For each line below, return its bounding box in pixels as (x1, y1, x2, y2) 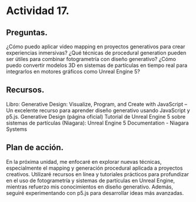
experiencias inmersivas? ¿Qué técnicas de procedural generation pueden (6, 49, 187, 56)
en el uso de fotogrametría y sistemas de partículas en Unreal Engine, (6, 177, 175, 184)
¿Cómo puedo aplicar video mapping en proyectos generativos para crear (6, 43, 185, 50)
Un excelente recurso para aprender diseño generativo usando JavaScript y (6, 107, 190, 114)
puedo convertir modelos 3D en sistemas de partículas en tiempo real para (6, 62, 188, 69)
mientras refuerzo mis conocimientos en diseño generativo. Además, (6, 183, 174, 190)
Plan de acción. (6, 143, 64, 153)
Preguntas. (6, 28, 48, 38)
